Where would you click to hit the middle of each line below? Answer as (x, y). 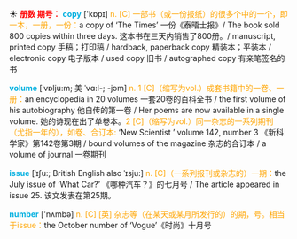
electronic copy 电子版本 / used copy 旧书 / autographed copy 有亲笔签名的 (147, 58)
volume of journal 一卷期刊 (58, 154)
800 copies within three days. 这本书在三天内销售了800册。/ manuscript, (143, 36)
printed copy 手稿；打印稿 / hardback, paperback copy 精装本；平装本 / (141, 47)
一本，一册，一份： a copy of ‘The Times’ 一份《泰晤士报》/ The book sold (145, 25)
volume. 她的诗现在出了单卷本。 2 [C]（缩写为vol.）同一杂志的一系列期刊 (141, 121)
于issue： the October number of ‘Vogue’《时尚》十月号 (110, 225)
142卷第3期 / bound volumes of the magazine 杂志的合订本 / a (153, 143)
